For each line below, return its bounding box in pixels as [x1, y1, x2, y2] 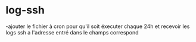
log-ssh [5, 3, 45, 17]
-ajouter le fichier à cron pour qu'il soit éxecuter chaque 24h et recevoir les [5, 23, 190, 30]
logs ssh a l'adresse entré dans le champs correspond [5, 29, 139, 36]
